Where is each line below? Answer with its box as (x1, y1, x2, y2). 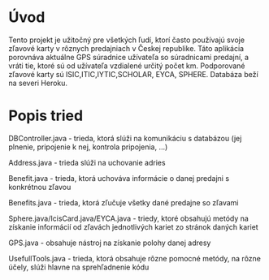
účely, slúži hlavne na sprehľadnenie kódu (8, 262, 150, 272)
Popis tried (8, 106, 84, 125)
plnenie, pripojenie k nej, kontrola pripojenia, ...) (8, 142, 168, 152)
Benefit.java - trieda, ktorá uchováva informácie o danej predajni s (8, 173, 230, 183)
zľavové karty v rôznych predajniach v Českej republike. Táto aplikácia (8, 43, 245, 53)
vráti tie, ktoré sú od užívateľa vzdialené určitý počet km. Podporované (8, 61, 245, 71)
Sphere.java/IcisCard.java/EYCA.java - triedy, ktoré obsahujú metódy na (8, 213, 249, 223)
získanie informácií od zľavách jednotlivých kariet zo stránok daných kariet (8, 222, 258, 231)
